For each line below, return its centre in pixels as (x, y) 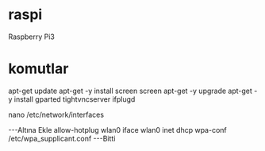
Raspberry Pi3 (32, 37)
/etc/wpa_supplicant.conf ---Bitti (62, 138)
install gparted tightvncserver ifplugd (75, 99)
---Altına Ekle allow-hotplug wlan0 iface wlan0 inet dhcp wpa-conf (118, 130)
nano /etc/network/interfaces (56, 114)
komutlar (38, 69)
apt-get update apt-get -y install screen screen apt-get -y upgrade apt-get (130, 91)
